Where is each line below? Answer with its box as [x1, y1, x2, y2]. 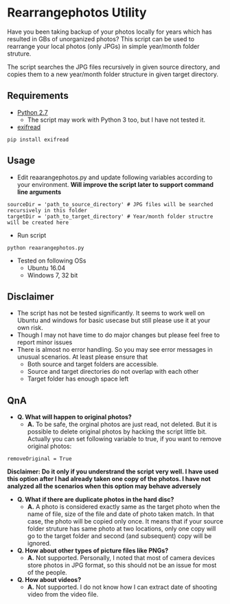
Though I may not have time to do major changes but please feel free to [16, 331, 220, 339]
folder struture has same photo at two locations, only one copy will [27, 524, 216, 533]
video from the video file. [27, 590, 99, 599]
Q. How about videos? [16, 576, 81, 584]
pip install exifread [7, 136, 69, 143]
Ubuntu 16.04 [27, 263, 66, 272]
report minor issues [16, 338, 73, 346]
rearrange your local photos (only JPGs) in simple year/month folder [7, 42, 200, 50]
